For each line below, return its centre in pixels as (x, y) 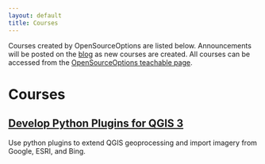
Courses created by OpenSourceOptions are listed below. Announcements (130, 45)
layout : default (35, 15)
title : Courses (33, 23)
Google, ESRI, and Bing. (47, 151)
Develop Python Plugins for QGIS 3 (96, 124)
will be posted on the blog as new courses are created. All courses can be (129, 54)
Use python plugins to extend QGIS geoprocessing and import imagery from (133, 143)
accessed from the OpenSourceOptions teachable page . (100, 62)
